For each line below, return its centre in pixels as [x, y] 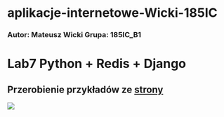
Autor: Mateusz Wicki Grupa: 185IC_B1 [74, 35]
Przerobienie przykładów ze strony [85, 89]
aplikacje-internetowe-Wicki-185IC [112, 13]
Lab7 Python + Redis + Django [97, 64]
